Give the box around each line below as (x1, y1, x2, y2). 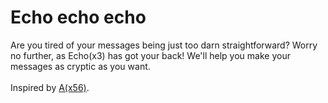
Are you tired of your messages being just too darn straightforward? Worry (10, 39, 318, 51)
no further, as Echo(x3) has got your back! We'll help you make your (10, 49, 291, 61)
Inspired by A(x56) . (10, 81, 90, 93)
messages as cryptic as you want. (10, 60, 151, 72)
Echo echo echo (10, 6, 147, 29)
